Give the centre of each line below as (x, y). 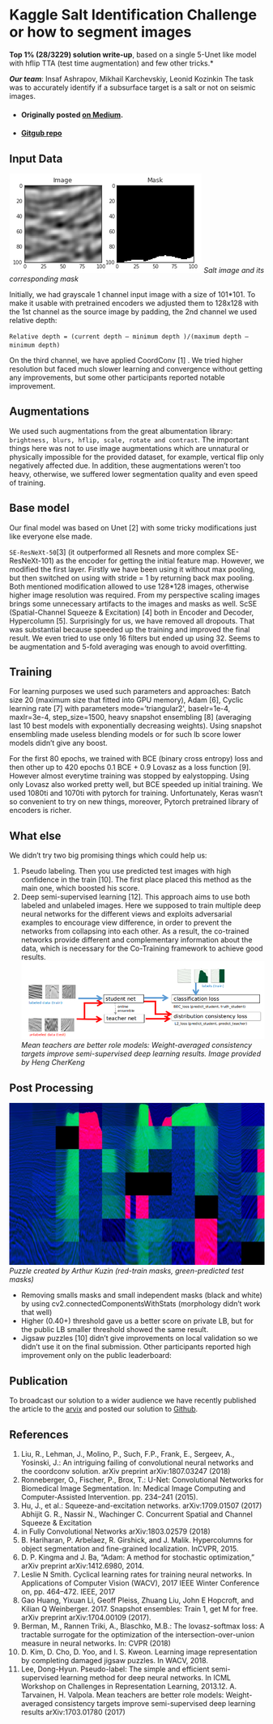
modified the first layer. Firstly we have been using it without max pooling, (132, 569)
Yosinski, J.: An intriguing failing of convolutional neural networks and (137, 1462)
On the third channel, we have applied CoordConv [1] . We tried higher (126, 360)
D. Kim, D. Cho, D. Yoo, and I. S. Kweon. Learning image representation (139, 1652)
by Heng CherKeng (53, 1062)
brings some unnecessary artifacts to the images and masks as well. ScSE (133, 603)
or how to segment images (100, 32)
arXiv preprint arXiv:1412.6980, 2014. (83, 1566)
